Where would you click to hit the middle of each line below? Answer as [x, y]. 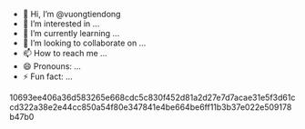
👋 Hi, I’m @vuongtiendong [71, 14]
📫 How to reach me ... [65, 53]
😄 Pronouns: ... [52, 66]
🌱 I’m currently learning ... [71, 33]
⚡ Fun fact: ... [47, 76]
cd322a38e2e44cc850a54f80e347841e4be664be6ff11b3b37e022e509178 [151, 107]
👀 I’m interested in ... [61, 24]
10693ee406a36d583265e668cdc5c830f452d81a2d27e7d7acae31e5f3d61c [152, 97]
